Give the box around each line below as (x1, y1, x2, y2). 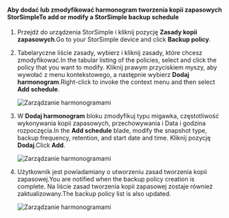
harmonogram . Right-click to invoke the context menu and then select (17, 78, 215, 86)
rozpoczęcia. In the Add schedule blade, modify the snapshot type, (17, 127, 208, 135)
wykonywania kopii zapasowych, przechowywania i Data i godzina (17, 119, 206, 127)
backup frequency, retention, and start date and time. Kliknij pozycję (17, 134, 211, 142)
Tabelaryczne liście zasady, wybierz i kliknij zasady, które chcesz (17, 49, 203, 57)
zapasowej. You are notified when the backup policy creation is (17, 175, 195, 184)
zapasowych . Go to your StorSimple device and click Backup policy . (17, 35, 211, 44)
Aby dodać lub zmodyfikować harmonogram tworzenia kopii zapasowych (7, 6, 222, 14)
